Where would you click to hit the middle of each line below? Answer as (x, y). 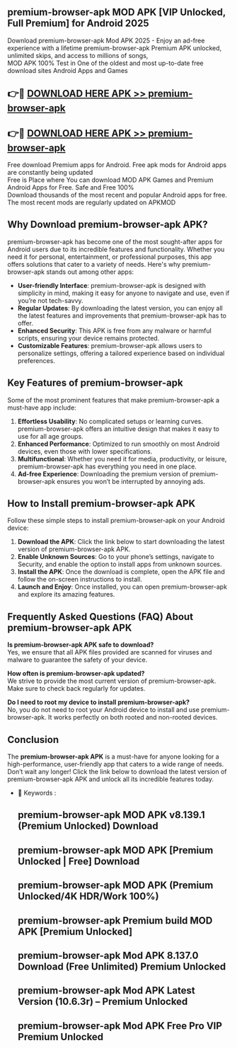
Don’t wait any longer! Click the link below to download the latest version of (117, 772)
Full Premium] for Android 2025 (78, 24)
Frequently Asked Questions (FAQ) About (100, 617)
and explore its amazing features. (66, 594)
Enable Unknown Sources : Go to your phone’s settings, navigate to (116, 557)
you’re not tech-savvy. (50, 300)
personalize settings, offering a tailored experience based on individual (121, 353)
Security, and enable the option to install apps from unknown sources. (120, 564)
